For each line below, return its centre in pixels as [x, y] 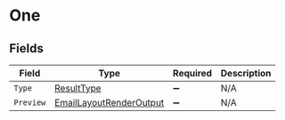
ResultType [78, 88]
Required [192, 73]
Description [246, 73]
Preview [30, 103]
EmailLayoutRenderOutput [110, 103]
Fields [27, 48]
